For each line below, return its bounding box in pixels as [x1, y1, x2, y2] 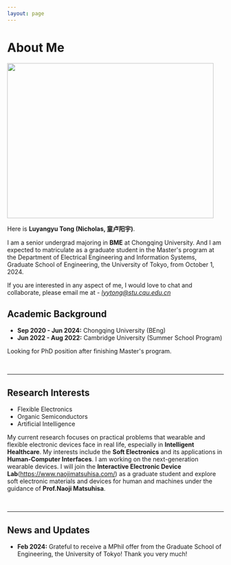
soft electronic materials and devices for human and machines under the [7, 477, 213, 486]
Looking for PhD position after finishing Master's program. [7, 347, 172, 356]
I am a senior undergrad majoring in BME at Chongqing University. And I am [7, 238, 221, 247]
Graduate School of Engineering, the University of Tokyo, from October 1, [7, 260, 214, 269]
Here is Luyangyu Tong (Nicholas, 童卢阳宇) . [7, 225, 135, 233]
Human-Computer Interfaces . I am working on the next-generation [7, 455, 199, 464]
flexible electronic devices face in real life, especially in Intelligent [7, 440, 195, 449]
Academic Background [7, 308, 107, 320]
